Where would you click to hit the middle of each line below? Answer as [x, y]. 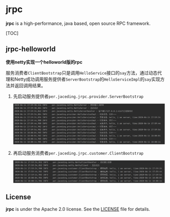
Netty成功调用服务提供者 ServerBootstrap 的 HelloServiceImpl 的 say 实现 [87, 79]
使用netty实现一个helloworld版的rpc [44, 62]
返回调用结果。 [30, 85]
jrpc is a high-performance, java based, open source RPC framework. [78, 23]
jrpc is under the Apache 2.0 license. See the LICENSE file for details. [78, 209]
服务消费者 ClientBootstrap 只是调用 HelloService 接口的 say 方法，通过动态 [82, 73]
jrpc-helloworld [31, 49]
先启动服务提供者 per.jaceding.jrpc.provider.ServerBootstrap [78, 96]
